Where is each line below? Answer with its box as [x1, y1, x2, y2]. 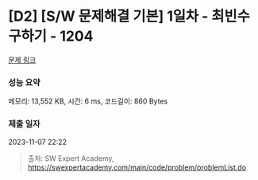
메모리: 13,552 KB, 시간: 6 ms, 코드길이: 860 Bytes [8, 96, 168, 106]
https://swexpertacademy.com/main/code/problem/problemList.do [27, 162, 247, 172]
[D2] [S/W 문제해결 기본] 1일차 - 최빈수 [8, 7, 250, 25]
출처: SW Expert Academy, [27, 153, 114, 163]
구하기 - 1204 [8, 27, 94, 45]
